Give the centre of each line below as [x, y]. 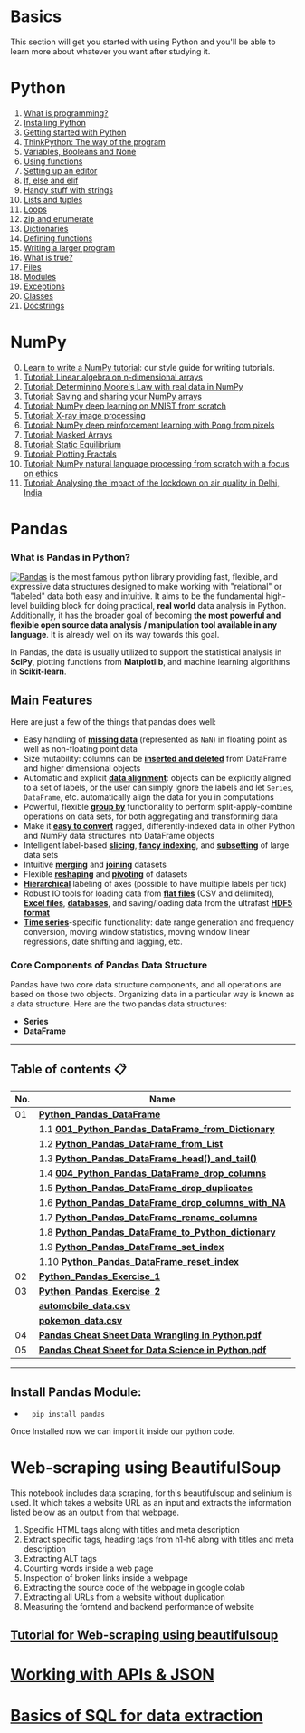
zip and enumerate [58, 218]
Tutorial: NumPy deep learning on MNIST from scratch [125, 406]
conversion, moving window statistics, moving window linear [137, 932]
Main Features [52, 700]
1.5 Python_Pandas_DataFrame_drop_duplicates [145, 1189]
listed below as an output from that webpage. [95, 1512]
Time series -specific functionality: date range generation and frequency [159, 922]
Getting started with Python [75, 132]
